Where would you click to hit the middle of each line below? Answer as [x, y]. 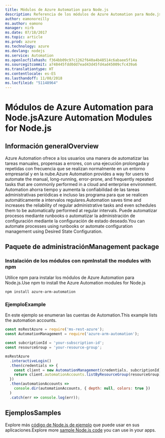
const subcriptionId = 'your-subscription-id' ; [55, 343]
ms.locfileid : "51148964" [31, 83]
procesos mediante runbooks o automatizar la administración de [70, 216]
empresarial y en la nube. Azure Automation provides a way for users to [77, 174]
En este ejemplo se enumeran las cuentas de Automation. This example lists [81, 315]
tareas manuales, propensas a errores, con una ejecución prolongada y [77, 163]
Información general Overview [52, 146]
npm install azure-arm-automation [41, 292]
